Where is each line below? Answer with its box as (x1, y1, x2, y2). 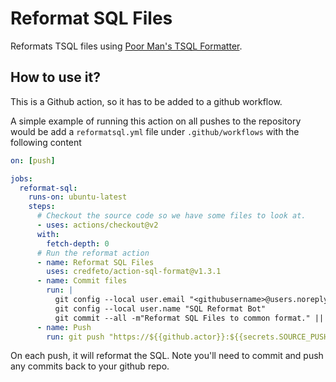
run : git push (46, 332, 105, 342)
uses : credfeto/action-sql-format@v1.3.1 (46, 267, 222, 277)
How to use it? (10, 69, 101, 86)
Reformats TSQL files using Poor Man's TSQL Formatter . (10, 40, 243, 52)
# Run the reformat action (36, 248, 150, 258)
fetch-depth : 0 (46, 238, 110, 249)
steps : (28, 202, 56, 212)
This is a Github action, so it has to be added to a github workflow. (10, 95, 283, 107)
